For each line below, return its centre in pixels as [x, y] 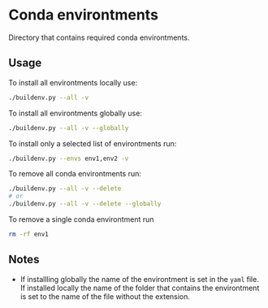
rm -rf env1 [28, 234]
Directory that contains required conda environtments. [99, 37]
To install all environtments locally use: [73, 82]
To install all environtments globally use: [75, 113]
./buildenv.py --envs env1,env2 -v [69, 158]
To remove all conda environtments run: [75, 174]
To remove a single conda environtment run [81, 219]
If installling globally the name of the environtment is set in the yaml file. [140, 279]
